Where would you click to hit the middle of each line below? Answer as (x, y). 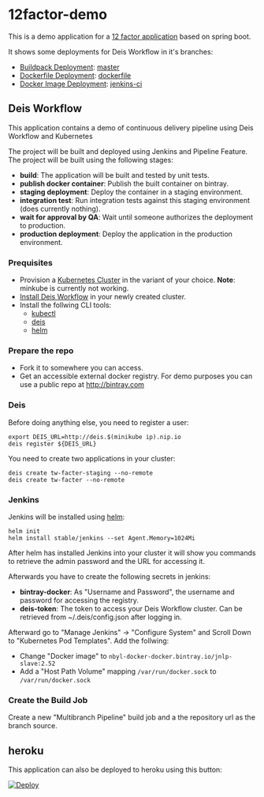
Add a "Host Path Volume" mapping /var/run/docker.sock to (118, 671)
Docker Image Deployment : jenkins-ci (81, 84)
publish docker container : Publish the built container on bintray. (124, 183)
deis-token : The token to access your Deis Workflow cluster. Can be (131, 608)
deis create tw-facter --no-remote (67, 479)
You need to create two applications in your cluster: (92, 458)
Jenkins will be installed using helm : (67, 517)
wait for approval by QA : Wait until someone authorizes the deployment (136, 217)
